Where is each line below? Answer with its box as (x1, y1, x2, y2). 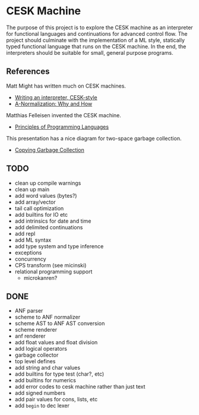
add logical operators (14, 345, 67, 352)
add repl (14, 230, 36, 237)
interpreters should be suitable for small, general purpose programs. (6, 49, 173, 56)
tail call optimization (14, 204, 64, 212)
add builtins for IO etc (14, 211, 68, 218)
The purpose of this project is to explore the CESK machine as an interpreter (6, 24, 193, 31)
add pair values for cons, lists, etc (14, 396, 98, 403)
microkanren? (23, 274, 58, 281)
